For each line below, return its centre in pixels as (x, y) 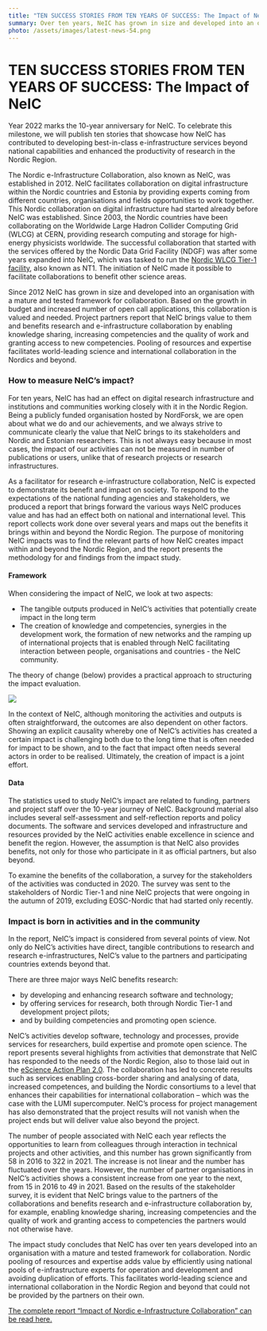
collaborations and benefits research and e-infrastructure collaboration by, (130, 1203)
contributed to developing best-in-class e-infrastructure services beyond (128, 143)
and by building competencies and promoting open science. (118, 1020)
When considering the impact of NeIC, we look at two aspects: (110, 593)
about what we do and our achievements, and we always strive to (115, 423)
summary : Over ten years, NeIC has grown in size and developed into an (131, 23)
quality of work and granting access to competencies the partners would (127, 1221)
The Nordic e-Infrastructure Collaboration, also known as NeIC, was (120, 175)
